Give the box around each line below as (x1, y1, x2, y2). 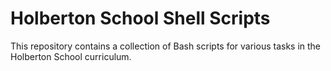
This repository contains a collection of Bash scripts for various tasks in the (10, 40, 322, 52)
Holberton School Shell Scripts (10, 7, 271, 30)
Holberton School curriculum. (10, 50, 132, 62)
